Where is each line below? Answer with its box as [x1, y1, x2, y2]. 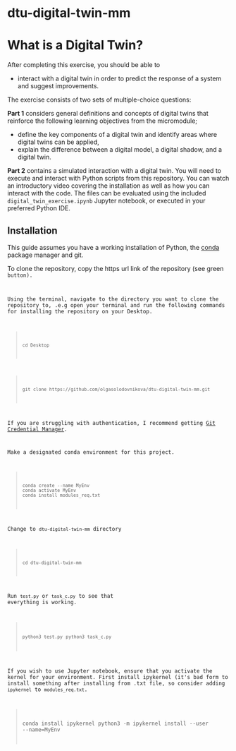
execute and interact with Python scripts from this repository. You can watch [7, 174, 230, 183]
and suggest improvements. [17, 82, 99, 90]
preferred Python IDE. [7, 204, 70, 212]
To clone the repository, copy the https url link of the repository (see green [7, 264, 224, 272]
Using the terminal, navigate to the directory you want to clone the [7, 295, 219, 303]
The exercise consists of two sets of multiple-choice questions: [7, 95, 192, 104]
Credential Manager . [7, 426, 68, 433]
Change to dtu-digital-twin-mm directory [7, 525, 122, 532]
